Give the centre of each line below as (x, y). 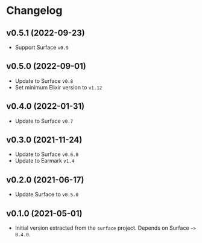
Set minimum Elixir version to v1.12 (58, 87)
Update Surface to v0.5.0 (47, 195)
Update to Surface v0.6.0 (47, 154)
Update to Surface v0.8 (44, 81)
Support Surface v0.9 (42, 47)
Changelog (34, 11)
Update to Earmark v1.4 (45, 161)
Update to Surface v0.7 (44, 121)
